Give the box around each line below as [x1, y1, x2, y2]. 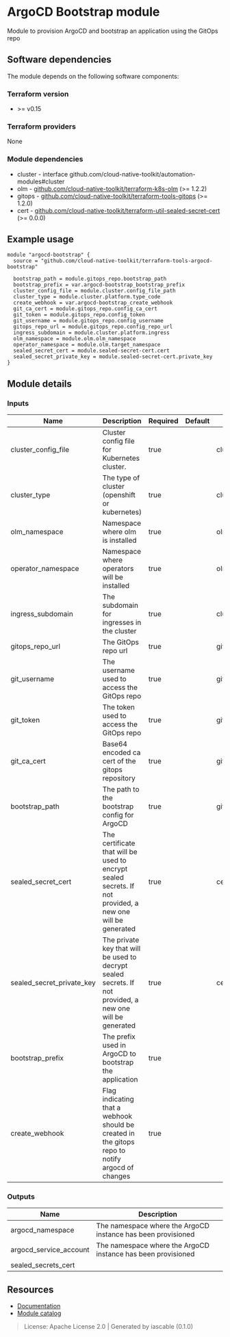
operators [102, 564, 134, 574]
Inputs [7, 398, 29, 408]
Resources [7, 1284, 54, 1295]
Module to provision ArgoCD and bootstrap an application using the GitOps [7, 27, 218, 35]
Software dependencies [7, 54, 112, 66]
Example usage [7, 233, 74, 245]
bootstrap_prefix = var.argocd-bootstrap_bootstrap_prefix [13, 281, 186, 288]
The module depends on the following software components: [7, 72, 179, 80]
